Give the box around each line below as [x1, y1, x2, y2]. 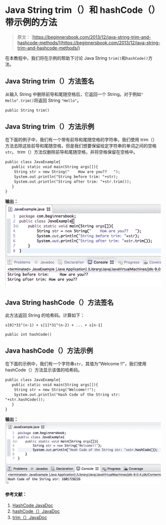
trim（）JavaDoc [12, 515, 47, 521]
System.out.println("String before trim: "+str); [14, 174, 119, 179]
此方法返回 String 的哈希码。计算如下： [5, 312, 85, 319]
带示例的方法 [5, 17, 58, 28]
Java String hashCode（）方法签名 [5, 298, 114, 307]
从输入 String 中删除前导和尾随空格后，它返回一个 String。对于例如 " [5, 91, 144, 97]
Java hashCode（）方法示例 [5, 347, 93, 355]
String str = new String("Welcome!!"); [14, 387, 96, 392]
